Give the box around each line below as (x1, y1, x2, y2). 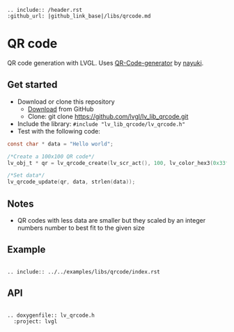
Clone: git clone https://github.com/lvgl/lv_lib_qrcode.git (27, 112, 189, 120)
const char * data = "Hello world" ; (7, 140, 114, 148)
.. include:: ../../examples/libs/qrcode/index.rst (7, 268, 160, 275)
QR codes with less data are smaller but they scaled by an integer (17, 216, 206, 224)
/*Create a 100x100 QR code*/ (7, 153, 95, 160)
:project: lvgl (13, 317, 58, 325)
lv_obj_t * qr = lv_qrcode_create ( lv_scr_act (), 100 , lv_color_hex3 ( (7, 159, 214, 166)
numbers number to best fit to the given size (17, 223, 145, 232)
